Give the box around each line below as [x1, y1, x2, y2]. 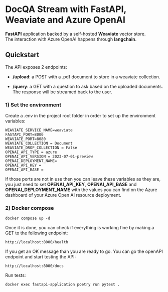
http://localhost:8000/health [5, 240, 69, 245]
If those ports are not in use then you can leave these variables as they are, [5, 176, 161, 182]
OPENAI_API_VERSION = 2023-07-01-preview [5, 154, 93, 159]
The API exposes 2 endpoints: [5, 64, 68, 70]
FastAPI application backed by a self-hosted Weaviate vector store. [5, 31, 146, 37]
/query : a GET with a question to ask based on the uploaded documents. [12, 83, 163, 89]
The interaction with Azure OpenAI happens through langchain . [5, 36, 137, 42]
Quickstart [5, 51, 40, 59]
